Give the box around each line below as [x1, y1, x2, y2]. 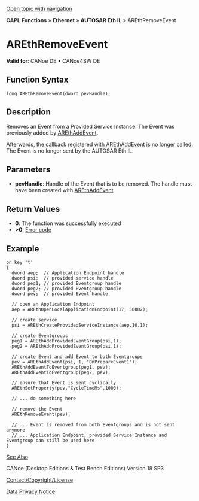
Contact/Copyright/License [6, 476, 74, 484]
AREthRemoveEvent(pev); [11, 411, 71, 417]
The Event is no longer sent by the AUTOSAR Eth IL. [6, 147, 134, 154]
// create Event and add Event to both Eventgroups [11, 354, 143, 360]
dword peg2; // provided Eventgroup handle [11, 286, 121, 292]
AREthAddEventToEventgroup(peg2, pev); [11, 369, 111, 375]
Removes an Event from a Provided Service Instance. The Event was [6, 123, 175, 130]
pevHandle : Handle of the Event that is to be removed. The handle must [14, 180, 192, 187]
